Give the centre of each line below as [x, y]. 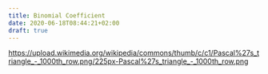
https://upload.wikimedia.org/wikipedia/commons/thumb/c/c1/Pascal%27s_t [134, 53]
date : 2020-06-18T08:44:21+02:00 [64, 23]
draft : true [28, 30]
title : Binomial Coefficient [57, 16]
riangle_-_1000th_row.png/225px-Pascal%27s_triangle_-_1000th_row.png [128, 61]
